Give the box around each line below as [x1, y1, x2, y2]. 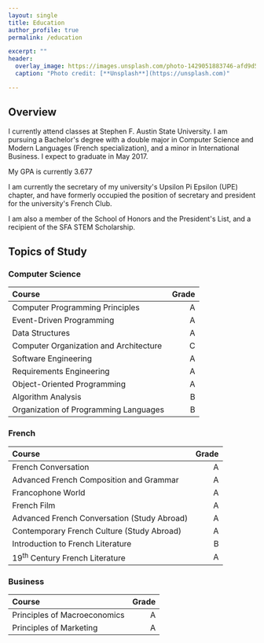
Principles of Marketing [12, 623, 98, 634]
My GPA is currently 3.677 [8, 167, 93, 176]
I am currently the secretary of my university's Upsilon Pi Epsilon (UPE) [8, 182, 238, 191]
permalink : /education [8, 33, 82, 42]
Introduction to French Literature [12, 538, 132, 549]
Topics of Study [8, 244, 88, 258]
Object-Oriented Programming [12, 379, 126, 390]
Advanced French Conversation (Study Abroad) [12, 513, 189, 524]
